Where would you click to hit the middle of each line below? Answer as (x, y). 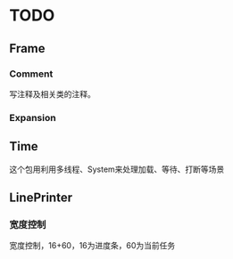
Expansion (33, 117)
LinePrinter (41, 198)
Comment (31, 74)
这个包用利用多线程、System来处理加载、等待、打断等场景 (117, 169)
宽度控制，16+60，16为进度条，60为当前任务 (92, 246)
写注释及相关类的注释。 (52, 93)
